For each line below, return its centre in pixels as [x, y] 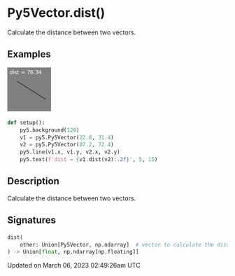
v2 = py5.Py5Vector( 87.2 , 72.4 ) [67, 145]
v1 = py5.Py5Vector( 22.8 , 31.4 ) [67, 137]
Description [33, 181]
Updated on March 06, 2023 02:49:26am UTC [74, 265]
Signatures [32, 220]
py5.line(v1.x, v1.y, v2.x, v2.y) [70, 152]
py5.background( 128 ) [50, 130]
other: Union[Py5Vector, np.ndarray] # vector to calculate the [117, 244]
